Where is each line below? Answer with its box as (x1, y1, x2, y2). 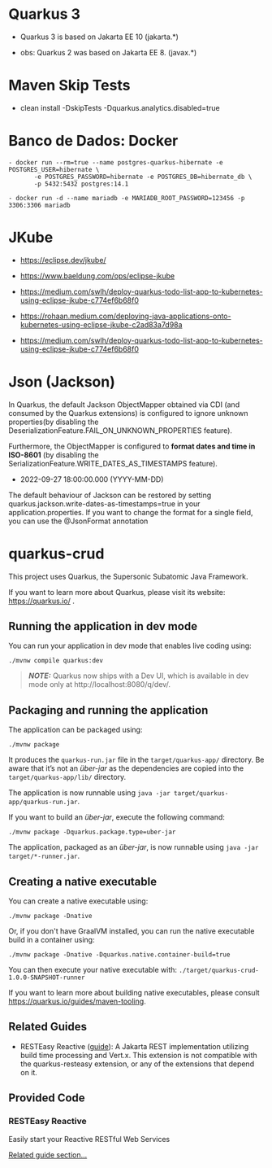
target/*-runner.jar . (8, 851, 80, 861)
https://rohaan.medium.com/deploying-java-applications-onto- (19, 311, 231, 321)
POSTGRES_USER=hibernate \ (8, 165, 100, 173)
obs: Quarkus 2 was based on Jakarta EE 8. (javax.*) (19, 47, 197, 57)
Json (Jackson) (8, 372, 116, 391)
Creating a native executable (8, 874, 157, 888)
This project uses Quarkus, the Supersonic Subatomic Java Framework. (8, 571, 248, 581)
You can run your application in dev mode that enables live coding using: (8, 641, 252, 651)
